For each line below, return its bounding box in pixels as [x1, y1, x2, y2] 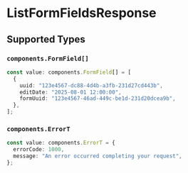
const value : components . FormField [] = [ [6, 69, 132, 76]
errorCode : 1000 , [13, 146, 65, 153]
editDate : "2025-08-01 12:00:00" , [19, 89, 122, 96]
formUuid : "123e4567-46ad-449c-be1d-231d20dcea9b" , [19, 95, 176, 102]
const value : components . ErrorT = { [6, 140, 115, 147]
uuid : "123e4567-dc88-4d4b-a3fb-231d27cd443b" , [19, 82, 163, 89]
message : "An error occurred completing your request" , [13, 152, 182, 160]
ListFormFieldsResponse [6, 5, 157, 21]
